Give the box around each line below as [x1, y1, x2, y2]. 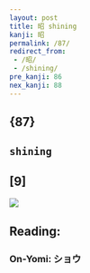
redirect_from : [9, 47, 67, 56]
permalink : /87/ [9, 38, 70, 48]
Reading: [9, 223, 61, 239]
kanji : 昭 [9, 30, 45, 39]
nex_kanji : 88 [9, 81, 63, 90]
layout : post [9, 13, 58, 23]
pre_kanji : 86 [9, 73, 63, 82]
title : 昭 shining [9, 22, 77, 31]
